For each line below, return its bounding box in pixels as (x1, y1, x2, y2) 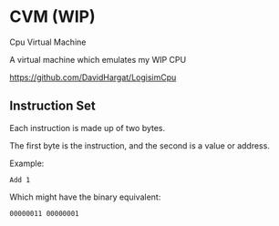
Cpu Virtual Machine (9, 36, 87, 47)
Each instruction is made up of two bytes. (9, 122, 166, 133)
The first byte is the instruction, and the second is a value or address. (9, 139, 271, 151)
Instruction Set (9, 98, 96, 114)
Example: (9, 158, 45, 169)
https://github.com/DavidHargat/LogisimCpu (9, 71, 177, 83)
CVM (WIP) (9, 6, 96, 27)
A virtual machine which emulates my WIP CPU (9, 54, 187, 65)
